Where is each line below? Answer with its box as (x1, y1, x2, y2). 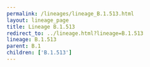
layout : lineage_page (6, 17, 69, 24)
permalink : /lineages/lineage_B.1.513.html (6, 10, 135, 17)
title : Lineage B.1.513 (6, 23, 76, 30)
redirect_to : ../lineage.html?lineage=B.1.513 (6, 29, 144, 37)
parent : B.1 (6, 43, 41, 50)
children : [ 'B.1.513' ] (6, 50, 72, 57)
